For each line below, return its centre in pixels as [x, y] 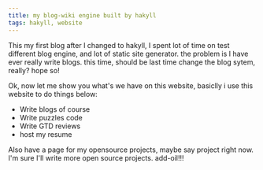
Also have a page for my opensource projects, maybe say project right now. [131, 150]
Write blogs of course [55, 109]
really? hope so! [34, 70]
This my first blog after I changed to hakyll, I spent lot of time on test [119, 45]
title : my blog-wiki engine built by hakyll [82, 15]
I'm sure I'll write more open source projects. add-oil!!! [96, 157]
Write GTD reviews [50, 126]
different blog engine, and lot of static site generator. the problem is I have [128, 54]
